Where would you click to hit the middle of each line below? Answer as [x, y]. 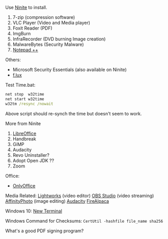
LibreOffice [24, 133]
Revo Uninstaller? [31, 155]
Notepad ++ [25, 50]
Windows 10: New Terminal [34, 211]
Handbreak [24, 139]
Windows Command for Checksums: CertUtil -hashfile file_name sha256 [84, 221]
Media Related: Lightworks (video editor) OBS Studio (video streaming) [80, 196]
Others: [13, 60]
